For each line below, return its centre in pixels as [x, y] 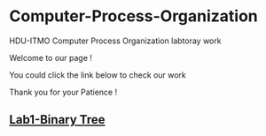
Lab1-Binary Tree [57, 120]
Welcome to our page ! [51, 57]
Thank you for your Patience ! [63, 92]
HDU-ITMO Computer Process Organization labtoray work [115, 41]
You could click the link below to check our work [98, 75]
